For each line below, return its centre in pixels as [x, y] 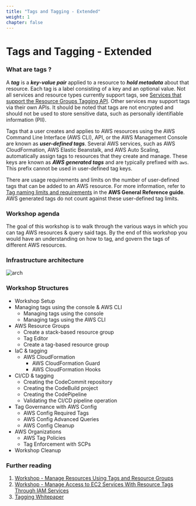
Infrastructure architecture [45, 260]
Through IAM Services [42, 491]
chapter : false [25, 22]
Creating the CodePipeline [55, 394]
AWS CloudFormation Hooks [66, 369]
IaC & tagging [31, 351]
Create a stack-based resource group [68, 332]
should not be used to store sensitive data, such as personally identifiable [95, 113]
